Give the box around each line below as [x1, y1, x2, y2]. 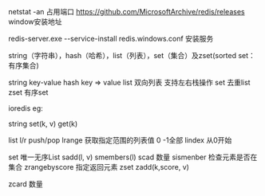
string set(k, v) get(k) [8, 119, 78, 128]
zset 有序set [8, 88, 49, 97]
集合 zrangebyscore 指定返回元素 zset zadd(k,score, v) [8, 163, 190, 171]
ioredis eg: [8, 104, 44, 113]
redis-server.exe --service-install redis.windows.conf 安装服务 [8, 34, 214, 43]
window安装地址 [8, 17, 62, 26]
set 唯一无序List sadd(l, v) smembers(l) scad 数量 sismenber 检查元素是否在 [8, 152, 258, 162]
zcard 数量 [8, 179, 44, 189]
